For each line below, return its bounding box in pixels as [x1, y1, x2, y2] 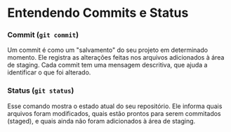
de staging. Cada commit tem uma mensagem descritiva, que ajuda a [7, 61, 208, 70]
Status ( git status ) [7, 86, 74, 95]
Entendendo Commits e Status [7, 5, 189, 21]
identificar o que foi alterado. [7, 68, 91, 77]
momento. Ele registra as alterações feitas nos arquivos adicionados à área [7, 53, 225, 62]
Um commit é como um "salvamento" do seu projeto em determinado [7, 46, 209, 54]
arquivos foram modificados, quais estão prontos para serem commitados [7, 109, 221, 117]
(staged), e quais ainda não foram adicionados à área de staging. [7, 117, 196, 125]
